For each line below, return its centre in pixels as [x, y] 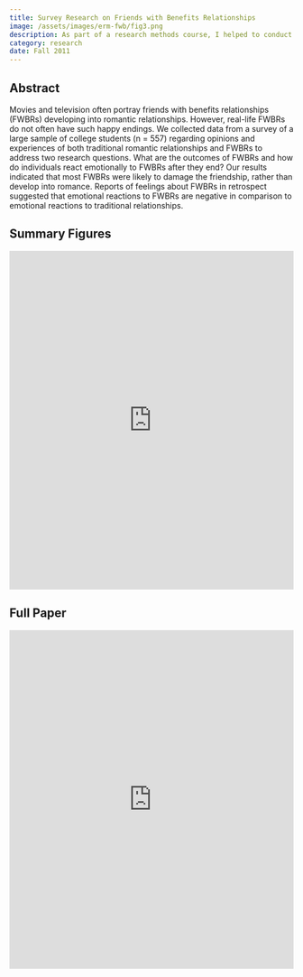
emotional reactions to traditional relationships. [96, 205]
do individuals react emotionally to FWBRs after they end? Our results [138, 167]
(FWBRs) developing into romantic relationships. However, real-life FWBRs [147, 119]
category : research [46, 43]
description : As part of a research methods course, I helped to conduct [151, 34]
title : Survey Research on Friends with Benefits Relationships [133, 18]
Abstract [35, 88]
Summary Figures [60, 234]
